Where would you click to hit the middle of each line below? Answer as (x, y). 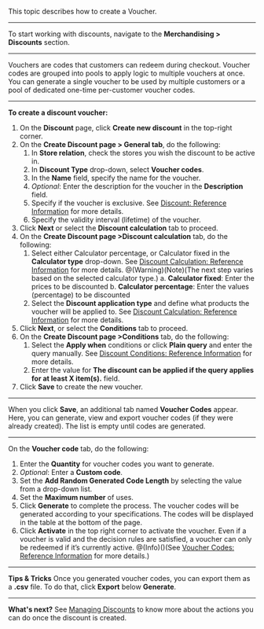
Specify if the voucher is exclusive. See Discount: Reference (129, 203)
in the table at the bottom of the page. (81, 522)
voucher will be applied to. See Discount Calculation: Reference (134, 311)
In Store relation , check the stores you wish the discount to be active (143, 153)
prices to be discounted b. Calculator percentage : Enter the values (140, 287)
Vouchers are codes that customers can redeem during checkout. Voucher (129, 65)
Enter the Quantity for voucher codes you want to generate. (117, 464)
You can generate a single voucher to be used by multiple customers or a (126, 81)
